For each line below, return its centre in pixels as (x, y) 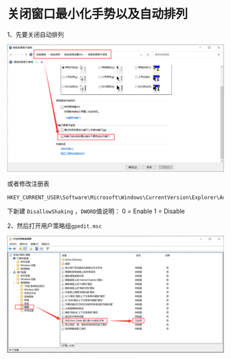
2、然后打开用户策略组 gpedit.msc (55, 226)
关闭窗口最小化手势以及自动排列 (98, 14)
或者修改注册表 (28, 184)
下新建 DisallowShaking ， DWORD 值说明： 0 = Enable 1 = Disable (96, 211)
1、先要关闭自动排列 (35, 34)
